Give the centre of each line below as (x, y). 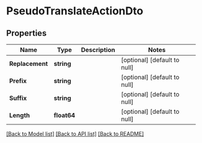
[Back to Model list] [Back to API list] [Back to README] (75, 134)
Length (20, 115)
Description (98, 50)
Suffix (18, 98)
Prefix (18, 81)
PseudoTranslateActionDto (75, 11)
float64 (64, 115)
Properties (26, 33)
